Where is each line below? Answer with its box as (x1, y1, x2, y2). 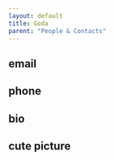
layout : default (8, 11, 63, 20)
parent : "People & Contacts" (8, 27, 107, 35)
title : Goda (8, 19, 49, 27)
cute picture (8, 139, 71, 153)
